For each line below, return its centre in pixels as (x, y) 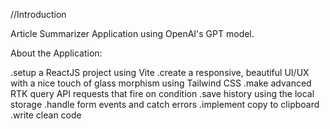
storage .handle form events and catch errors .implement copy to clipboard (165, 104)
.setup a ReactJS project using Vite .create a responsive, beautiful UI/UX (160, 72)
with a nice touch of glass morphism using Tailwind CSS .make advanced (161, 83)
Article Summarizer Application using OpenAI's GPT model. (132, 33)
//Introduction (38, 14)
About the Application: (56, 53)
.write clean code (46, 115)
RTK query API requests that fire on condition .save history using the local (162, 93)
